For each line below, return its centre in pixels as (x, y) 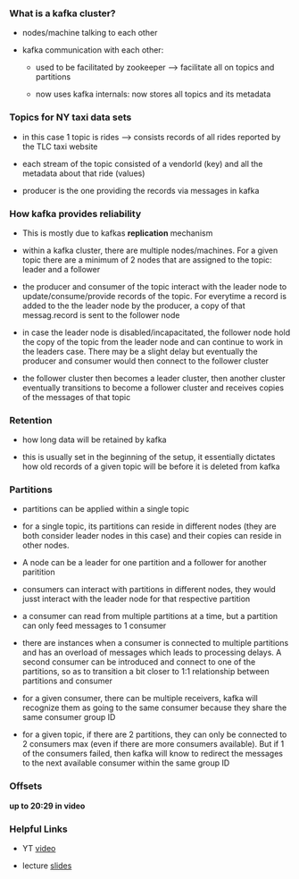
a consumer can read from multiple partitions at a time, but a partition (150, 616)
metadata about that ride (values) (83, 173)
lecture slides (47, 866)
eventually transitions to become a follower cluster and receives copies (153, 388)
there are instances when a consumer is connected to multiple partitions (155, 643)
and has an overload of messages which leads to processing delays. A (152, 653)
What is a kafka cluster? (62, 13)
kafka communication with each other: (93, 50)
